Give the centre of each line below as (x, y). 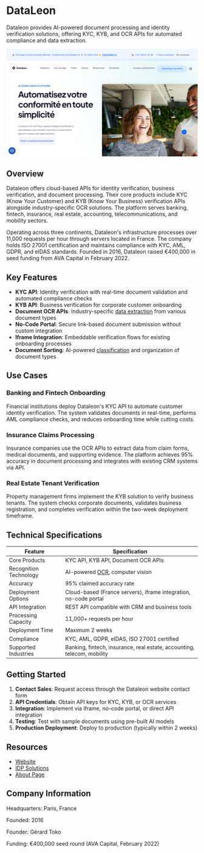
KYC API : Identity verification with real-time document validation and (101, 292)
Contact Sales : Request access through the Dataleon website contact (102, 689)
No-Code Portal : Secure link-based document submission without (98, 324)
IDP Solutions (32, 768)
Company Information (49, 794)
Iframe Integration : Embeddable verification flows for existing (93, 337)
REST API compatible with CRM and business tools (128, 607)
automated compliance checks (53, 299)
